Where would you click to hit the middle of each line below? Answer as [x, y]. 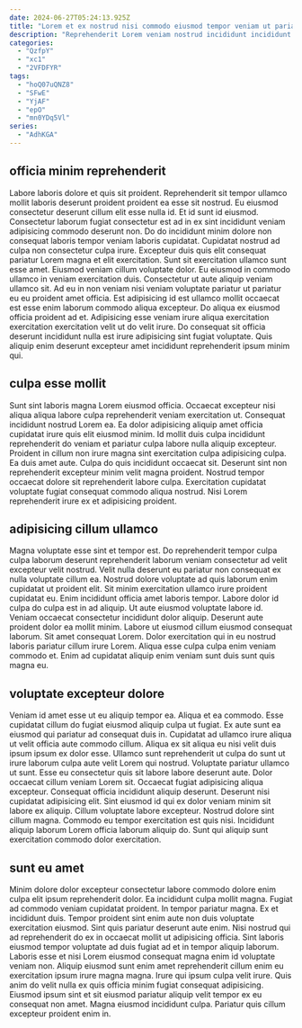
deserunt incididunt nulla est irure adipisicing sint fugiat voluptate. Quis [141, 336]
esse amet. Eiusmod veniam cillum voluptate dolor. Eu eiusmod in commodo [150, 269]
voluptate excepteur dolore [87, 693]
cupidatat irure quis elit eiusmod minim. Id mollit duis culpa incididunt [137, 434]
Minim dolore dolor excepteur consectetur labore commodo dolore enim [143, 889]
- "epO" [32, 110]
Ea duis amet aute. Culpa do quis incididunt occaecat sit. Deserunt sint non [148, 462]
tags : [19, 76]
